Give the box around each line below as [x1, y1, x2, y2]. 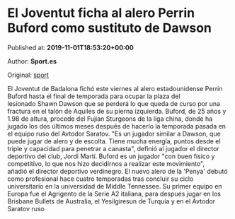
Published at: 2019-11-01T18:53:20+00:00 [7, 43, 134, 52]
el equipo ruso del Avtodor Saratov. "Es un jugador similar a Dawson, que [7, 129, 221, 138]
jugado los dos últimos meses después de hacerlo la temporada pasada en [7, 122, 227, 130]
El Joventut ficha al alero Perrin [7, 5, 195, 21]
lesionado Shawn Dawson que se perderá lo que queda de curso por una [7, 99, 221, 107]
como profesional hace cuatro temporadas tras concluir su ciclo [7, 174, 194, 183]
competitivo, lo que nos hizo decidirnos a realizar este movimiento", [7, 159, 205, 167]
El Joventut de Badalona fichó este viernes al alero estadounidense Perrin [7, 84, 223, 93]
